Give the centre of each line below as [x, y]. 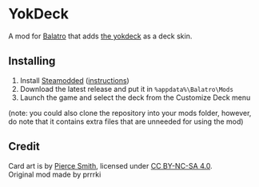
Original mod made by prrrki [55, 174]
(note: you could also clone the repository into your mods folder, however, [130, 113]
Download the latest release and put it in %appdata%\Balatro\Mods [127, 89]
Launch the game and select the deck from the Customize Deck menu [135, 97]
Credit [24, 147]
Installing [32, 61]
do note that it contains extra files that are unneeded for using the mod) [126, 121]
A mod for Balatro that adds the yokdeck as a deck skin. [100, 36]
